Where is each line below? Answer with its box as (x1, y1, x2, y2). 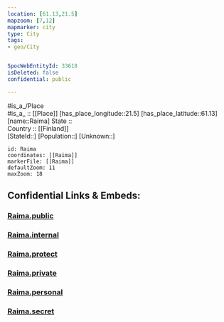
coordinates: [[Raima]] (7, 151, 78, 159)
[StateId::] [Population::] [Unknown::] (7, 132, 115, 140)
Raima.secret (7, 306, 55, 316)
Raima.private (7, 268, 57, 278)
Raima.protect (7, 249, 58, 259)
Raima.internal (7, 230, 59, 240)
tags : (7, 37, 23, 44)
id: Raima (7, 145, 37, 153)
